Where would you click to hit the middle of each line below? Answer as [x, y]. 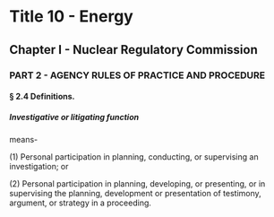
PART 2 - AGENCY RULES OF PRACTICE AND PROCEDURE [137, 75]
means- [24, 140]
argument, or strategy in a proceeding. [81, 203]
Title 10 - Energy [72, 17]
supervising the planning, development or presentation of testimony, [135, 194]
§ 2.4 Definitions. [42, 97]
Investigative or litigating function [74, 117]
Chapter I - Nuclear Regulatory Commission [133, 50]
